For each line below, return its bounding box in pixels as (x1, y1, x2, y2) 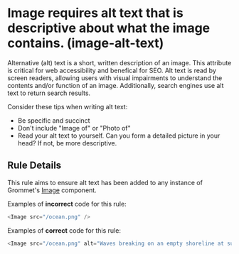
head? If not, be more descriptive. (17, 138, 117, 147)
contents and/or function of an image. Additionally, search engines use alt (7, 81, 224, 89)
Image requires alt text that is (7, 5, 184, 21)
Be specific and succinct (17, 116, 90, 125)
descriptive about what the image (7, 20, 211, 36)
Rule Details (7, 160, 62, 172)
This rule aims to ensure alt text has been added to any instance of (7, 178, 203, 187)
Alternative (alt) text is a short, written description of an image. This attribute (7, 58, 232, 67)
